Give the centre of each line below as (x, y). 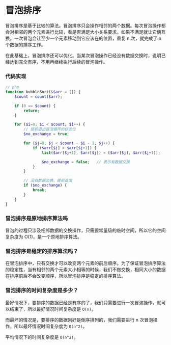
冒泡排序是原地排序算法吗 (37, 218)
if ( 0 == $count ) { (35, 106)
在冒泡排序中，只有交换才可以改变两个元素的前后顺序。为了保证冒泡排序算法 (85, 263)
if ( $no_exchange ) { (45, 185)
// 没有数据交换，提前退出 (48, 181)
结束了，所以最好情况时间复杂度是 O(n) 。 (53, 309)
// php (12, 87)
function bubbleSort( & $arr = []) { (43, 92)
